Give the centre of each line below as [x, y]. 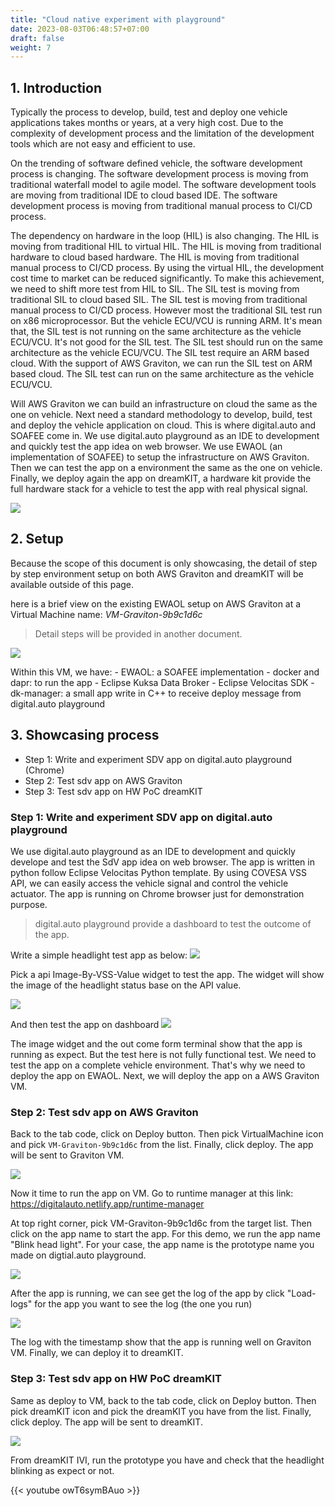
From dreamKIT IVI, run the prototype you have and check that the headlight [167, 1460]
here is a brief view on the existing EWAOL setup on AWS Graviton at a [156, 603]
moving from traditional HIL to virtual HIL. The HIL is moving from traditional [166, 247]
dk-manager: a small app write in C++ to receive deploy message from [156, 693]
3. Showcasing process [85, 735]
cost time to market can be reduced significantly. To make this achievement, [167, 278]
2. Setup [37, 539]
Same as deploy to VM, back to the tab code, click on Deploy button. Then [163, 1400]
